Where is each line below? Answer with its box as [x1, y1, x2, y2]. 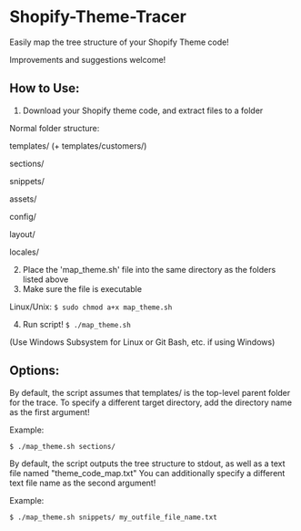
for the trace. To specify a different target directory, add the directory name [9, 397, 293, 408]
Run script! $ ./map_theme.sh [22, 318, 132, 329]
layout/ [9, 228, 35, 239]
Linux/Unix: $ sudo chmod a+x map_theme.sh [9, 301, 173, 312]
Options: [9, 363, 60, 379]
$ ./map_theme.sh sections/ [9, 442, 116, 451]
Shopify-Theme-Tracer [9, 6, 186, 27]
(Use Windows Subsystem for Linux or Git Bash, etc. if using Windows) [9, 336, 276, 348]
